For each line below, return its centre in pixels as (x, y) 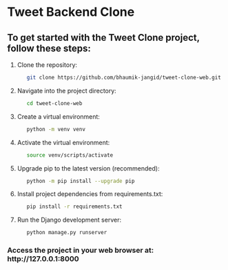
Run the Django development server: (69, 220)
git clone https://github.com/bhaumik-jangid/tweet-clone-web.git (124, 77)
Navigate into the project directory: (67, 90)
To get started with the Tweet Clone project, (103, 38)
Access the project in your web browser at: (81, 251)
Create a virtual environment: (58, 116)
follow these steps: (49, 48)
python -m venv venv (56, 129)
